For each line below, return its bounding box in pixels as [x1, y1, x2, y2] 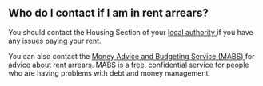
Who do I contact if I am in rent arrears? [8, 6, 209, 20]
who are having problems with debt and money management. [8, 68, 210, 78]
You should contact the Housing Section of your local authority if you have [8, 27, 253, 37]
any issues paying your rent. [8, 36, 102, 45]
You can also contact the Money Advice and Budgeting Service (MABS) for [8, 51, 255, 61]
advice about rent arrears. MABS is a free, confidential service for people [8, 60, 249, 69]
